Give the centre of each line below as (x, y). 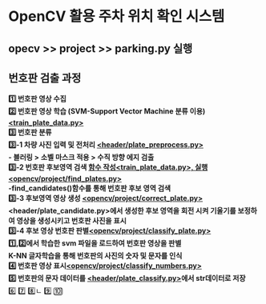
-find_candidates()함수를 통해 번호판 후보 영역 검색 (89, 188)
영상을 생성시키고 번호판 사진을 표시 (71, 221)
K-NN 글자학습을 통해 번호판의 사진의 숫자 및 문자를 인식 (95, 256)
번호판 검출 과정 (45, 78)
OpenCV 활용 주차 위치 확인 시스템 (117, 16)
